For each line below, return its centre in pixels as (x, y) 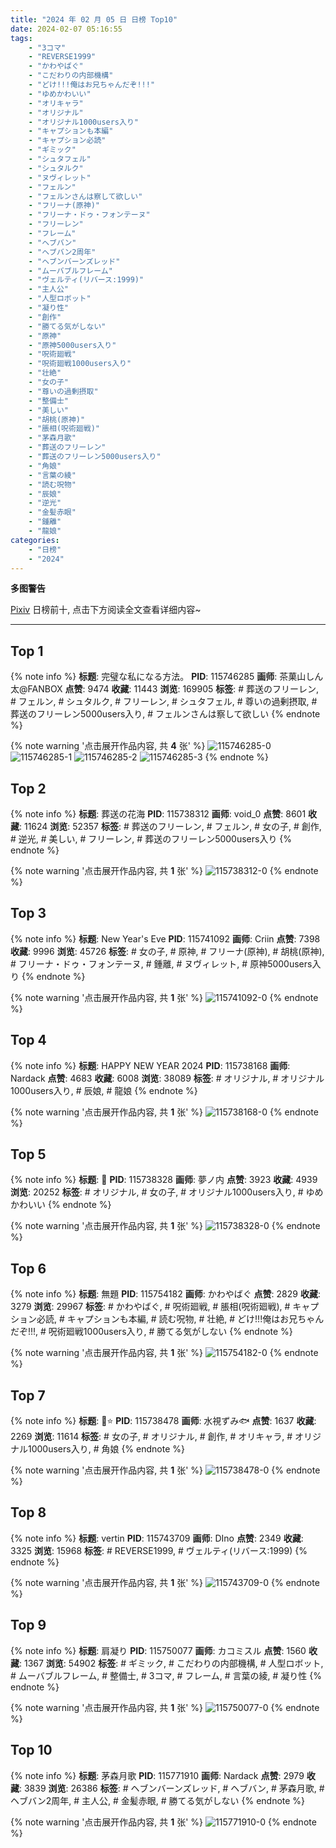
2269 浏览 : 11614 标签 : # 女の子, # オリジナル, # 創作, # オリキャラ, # (151, 1437)
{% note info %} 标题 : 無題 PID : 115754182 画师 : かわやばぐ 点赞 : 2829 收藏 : (165, 1294)
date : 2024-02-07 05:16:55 (66, 29)
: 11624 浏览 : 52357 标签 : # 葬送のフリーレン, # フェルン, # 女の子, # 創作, (170, 826)
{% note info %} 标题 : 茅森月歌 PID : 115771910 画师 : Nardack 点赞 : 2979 (157, 1775)
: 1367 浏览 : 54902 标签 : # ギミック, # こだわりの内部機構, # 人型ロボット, (171, 1663)
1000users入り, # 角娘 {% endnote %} (106, 1449)
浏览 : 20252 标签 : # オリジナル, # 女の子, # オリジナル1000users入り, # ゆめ (167, 1192)
